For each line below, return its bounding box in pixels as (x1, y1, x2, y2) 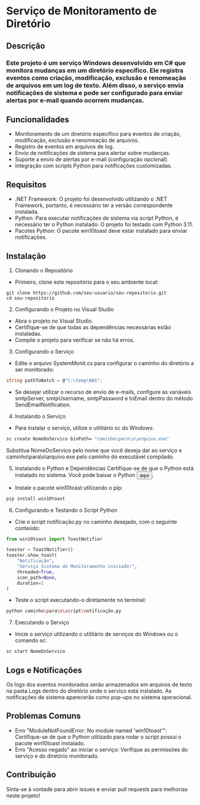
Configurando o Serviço (14, 348, 75, 355)
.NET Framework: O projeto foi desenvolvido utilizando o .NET (14, 196, 168, 203)
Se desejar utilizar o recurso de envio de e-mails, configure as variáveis (14, 388, 192, 396)
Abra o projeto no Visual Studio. (14, 317, 94, 324)
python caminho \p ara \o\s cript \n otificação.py (6, 608, 121, 614)
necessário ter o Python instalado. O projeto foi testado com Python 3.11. (14, 221, 194, 228)
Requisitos (6, 180, 47, 190)
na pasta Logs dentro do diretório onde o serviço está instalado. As (6, 687, 172, 694)
